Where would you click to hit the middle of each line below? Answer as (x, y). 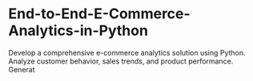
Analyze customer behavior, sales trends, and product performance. (121, 61)
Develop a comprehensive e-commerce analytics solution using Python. (127, 52)
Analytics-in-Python (78, 31)
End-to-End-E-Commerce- (99, 14)
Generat (22, 69)
